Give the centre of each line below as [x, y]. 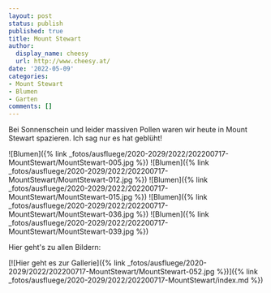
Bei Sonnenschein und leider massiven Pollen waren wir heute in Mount [128, 130]
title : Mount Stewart [45, 39]
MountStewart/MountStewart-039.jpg [71, 231]
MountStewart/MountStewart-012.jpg [71, 180]
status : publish [36, 24]
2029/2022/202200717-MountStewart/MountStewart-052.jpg [112, 272]
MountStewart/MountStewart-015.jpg [71, 197]
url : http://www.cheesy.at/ [63, 62]
